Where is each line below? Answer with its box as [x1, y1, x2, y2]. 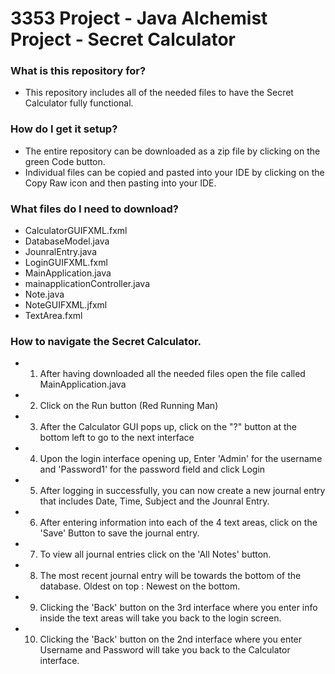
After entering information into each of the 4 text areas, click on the [39, 517, 318, 529]
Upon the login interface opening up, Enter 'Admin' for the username [39, 453, 323, 465]
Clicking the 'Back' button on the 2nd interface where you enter [39, 633, 303, 646]
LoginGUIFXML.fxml [24, 257, 108, 269]
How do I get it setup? [10, 122, 118, 136]
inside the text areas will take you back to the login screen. [39, 612, 282, 624]
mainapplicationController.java [24, 278, 150, 290]
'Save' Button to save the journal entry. [39, 527, 200, 539]
